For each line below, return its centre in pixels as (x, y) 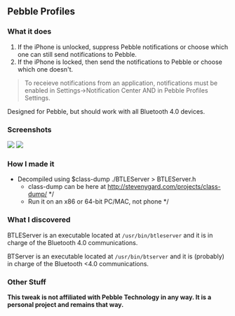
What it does (29, 32)
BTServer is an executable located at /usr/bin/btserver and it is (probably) (116, 256)
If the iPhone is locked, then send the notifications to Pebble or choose (120, 62)
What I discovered (39, 220)
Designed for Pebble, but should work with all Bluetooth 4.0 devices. (106, 111)
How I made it (31, 164)
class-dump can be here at (67, 187)
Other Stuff (27, 282)
